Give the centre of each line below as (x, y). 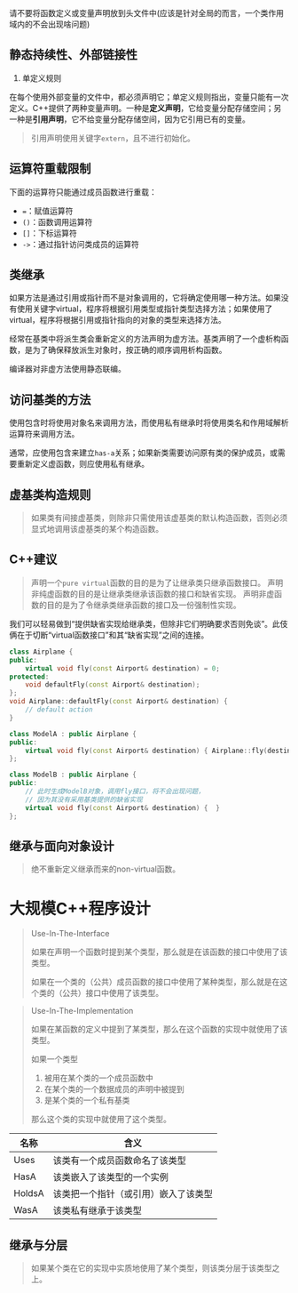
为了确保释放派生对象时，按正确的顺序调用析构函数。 (129, 350)
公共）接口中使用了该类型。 (113, 993)
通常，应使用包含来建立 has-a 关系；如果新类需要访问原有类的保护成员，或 (143, 453)
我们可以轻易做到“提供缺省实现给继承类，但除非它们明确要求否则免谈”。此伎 (149, 623)
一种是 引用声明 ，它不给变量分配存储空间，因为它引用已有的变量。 (129, 119)
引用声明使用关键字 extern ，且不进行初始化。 (113, 138)
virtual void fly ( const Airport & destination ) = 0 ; (122, 668)
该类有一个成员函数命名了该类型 (119, 1160)
